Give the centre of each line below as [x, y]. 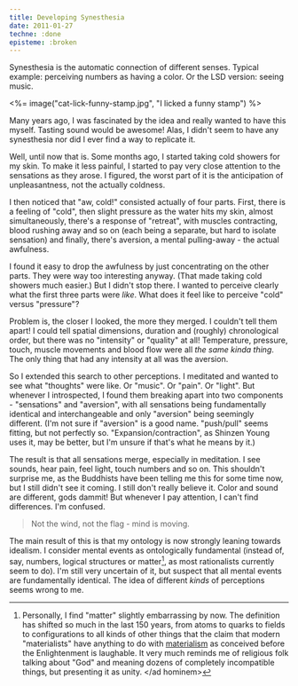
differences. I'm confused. [57, 507]
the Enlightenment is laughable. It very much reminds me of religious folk [155, 652]
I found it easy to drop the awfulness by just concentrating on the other [139, 266]
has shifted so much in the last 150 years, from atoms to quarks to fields [153, 624]
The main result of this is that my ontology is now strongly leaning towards [145, 541]
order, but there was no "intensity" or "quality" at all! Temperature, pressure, [149, 340]
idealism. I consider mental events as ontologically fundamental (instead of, [147, 550]
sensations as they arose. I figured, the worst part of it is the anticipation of [146, 176]
